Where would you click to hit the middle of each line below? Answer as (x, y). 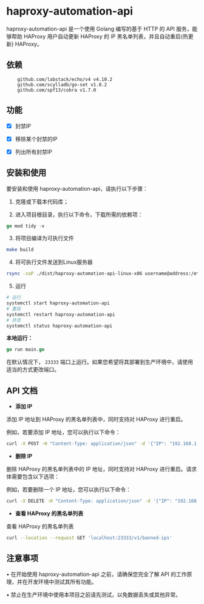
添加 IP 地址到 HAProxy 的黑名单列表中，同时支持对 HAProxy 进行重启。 (96, 419)
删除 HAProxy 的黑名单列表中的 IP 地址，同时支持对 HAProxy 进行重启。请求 (102, 469)
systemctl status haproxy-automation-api (59, 326)
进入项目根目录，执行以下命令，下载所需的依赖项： (79, 214)
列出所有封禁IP (34, 152)
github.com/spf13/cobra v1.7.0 (57, 90)
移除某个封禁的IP (36, 139)
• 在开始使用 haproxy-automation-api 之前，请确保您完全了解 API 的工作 (97, 574)
